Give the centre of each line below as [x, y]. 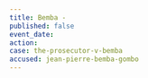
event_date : [32, 34]
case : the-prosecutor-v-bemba [66, 51]
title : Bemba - [38, 17]
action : [24, 43]
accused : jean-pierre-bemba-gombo [74, 59]
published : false [42, 26]
